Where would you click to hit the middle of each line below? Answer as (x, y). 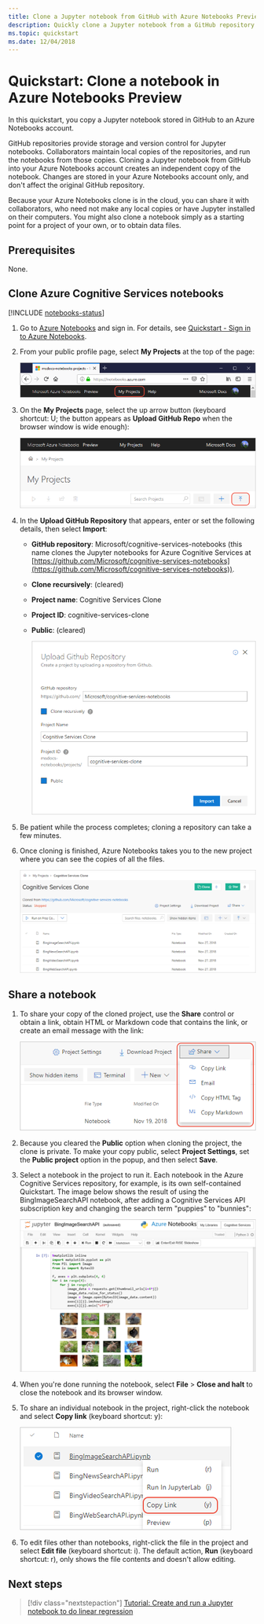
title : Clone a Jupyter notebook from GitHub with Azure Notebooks (121, 17)
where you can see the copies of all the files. (92, 859)
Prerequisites (42, 250)
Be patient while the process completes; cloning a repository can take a (136, 827)
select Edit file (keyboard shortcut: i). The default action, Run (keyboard (136, 1551)
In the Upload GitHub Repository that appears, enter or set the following (137, 520)
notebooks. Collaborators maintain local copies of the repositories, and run (129, 152)
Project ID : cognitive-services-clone (90, 615)
